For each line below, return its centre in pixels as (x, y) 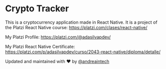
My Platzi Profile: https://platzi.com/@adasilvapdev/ (58, 37)
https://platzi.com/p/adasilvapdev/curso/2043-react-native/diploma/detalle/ (83, 52)
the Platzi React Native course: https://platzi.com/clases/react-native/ (76, 27)
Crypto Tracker (37, 9)
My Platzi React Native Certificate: (40, 46)
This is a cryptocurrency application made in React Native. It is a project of (81, 22)
